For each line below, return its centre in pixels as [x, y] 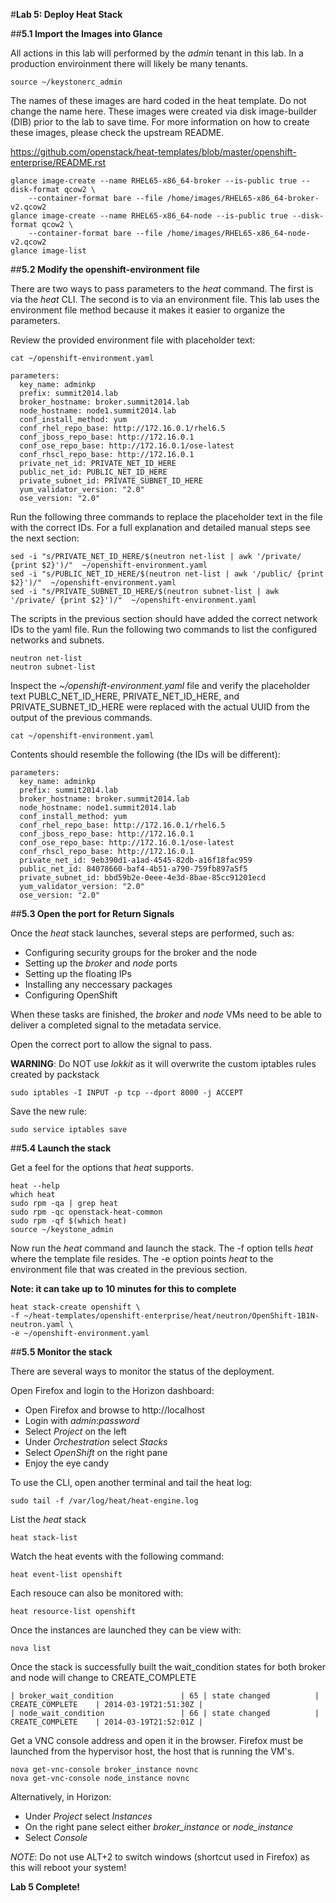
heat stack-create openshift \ [75, 1307]
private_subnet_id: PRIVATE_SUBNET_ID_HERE [111, 481]
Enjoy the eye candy [67, 1463]
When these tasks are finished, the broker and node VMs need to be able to [166, 1014]
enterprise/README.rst [58, 162]
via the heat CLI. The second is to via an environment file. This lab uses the [165, 299]
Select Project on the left [75, 1431]
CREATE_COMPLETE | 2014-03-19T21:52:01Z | [106, 1722]
